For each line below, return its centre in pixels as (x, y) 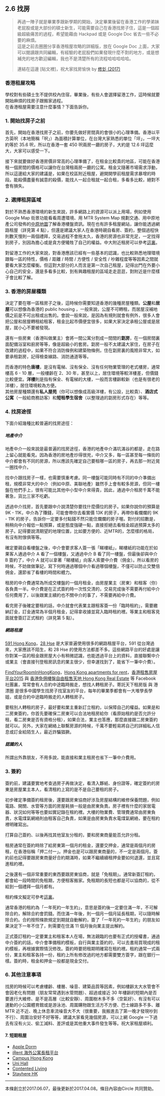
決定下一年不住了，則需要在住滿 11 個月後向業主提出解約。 (68, 926)
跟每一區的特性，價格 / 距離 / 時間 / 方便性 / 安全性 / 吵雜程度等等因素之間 (80, 259)
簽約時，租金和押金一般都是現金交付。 (52, 961)
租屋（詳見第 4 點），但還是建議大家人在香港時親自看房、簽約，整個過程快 (84, 230)
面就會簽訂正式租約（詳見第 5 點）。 (41, 618)
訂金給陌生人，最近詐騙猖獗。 (44, 732)
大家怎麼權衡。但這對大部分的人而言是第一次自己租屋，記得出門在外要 (84, 265)
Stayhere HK (25, 1074)
